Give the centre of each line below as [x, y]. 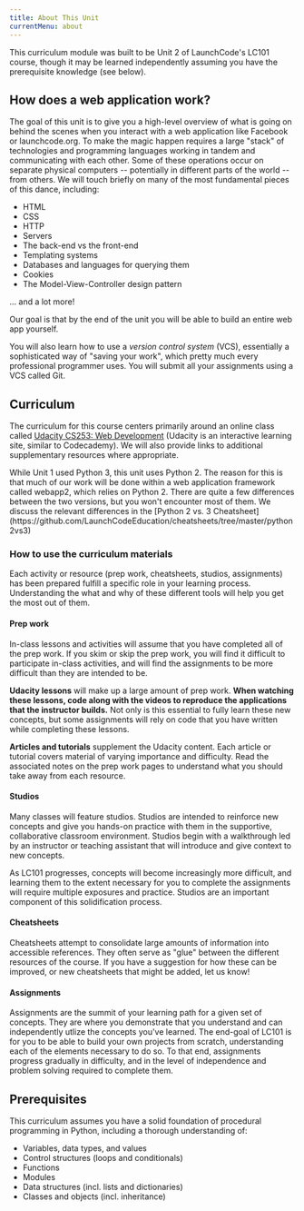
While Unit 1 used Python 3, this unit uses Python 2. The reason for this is [146, 472]
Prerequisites [48, 1099]
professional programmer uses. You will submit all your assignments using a [151, 366]
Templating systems [60, 255]
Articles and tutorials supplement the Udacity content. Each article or [141, 747]
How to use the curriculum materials [91, 554]
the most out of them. [50, 603]
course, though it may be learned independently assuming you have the [144, 62]
